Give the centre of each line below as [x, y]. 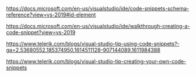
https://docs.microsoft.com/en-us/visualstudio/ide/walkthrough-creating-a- [98, 26]
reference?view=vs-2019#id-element [51, 15]
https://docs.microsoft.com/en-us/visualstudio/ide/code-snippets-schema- [98, 9]
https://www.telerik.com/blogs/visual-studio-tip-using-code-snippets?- [93, 44]
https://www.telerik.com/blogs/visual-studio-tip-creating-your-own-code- [96, 61]
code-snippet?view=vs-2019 [41, 32]
